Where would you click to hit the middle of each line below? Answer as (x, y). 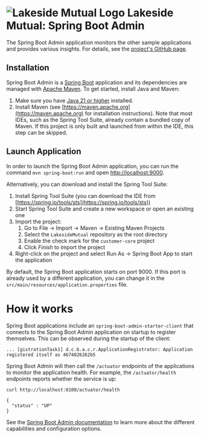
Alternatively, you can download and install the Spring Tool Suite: (87, 184)
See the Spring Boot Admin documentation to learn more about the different (101, 422)
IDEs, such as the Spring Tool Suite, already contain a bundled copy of (103, 119)
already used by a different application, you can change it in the (85, 278)
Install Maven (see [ (40, 107)
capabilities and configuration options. (54, 428)
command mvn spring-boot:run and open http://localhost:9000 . (85, 173)
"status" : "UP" (32, 405)
